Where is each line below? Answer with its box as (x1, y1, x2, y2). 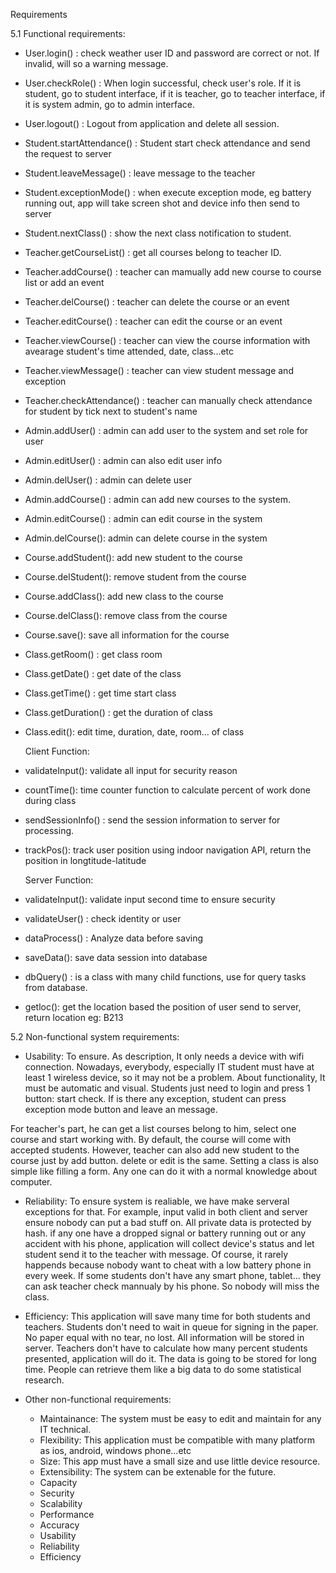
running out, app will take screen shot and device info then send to (24, 197, 300, 209)
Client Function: (24, 745, 90, 757)
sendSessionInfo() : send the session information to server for (24, 814, 281, 826)
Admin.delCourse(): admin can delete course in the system (24, 532, 268, 544)
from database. (24, 982, 88, 993)
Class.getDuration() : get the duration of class (24, 707, 214, 718)
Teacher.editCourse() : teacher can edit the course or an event (24, 315, 283, 327)
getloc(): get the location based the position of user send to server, (24, 1001, 302, 1013)
